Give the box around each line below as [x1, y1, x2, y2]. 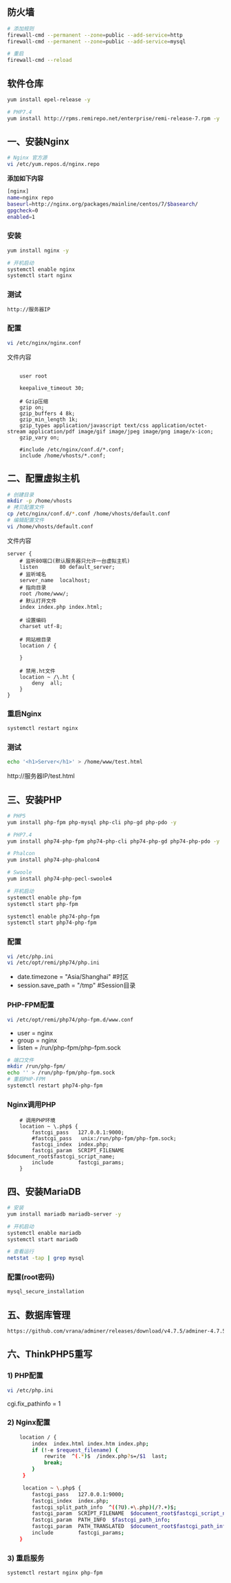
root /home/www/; [19, 590, 69, 597]
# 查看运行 [7, 1248, 34, 1256]
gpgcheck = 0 [7, 207, 38, 214]
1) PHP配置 [7, 1371, 43, 1381]
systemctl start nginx [7, 272, 72, 279]
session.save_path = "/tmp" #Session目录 [16, 981, 136, 989]
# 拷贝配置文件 [7, 504, 45, 511]
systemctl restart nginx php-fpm [7, 1569, 103, 1577]
